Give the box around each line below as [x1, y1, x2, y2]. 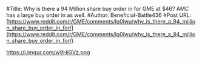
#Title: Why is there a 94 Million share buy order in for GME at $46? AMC [6, 5, 189, 12]
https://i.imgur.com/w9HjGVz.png [6, 49, 90, 56]
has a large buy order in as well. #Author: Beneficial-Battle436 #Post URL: [6, 11, 192, 19]
